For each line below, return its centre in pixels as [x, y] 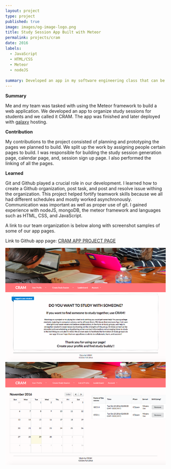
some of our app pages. [31, 231]
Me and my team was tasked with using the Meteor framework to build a [81, 106]
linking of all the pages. [30, 163]
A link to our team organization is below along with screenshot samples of [83, 225]
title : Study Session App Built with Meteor [53, 32]
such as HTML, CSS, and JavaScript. [44, 216]
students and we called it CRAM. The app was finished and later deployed [83, 116]
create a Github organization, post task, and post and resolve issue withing [83, 188]
